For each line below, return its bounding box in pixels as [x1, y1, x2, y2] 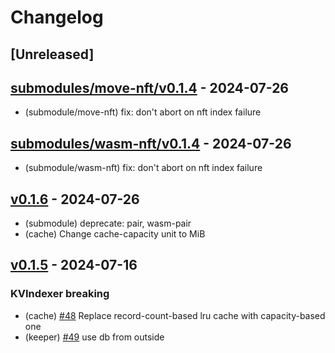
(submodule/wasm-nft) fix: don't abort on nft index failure [24, 162, 263, 174]
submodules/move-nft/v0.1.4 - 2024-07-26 [10, 79, 290, 96]
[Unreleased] [10, 46, 95, 63]
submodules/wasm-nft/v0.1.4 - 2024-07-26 [10, 135, 292, 152]
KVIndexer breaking [10, 287, 110, 301]
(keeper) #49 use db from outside [24, 331, 165, 343]
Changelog [10, 6, 104, 29]
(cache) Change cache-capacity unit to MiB [24, 228, 206, 240]
